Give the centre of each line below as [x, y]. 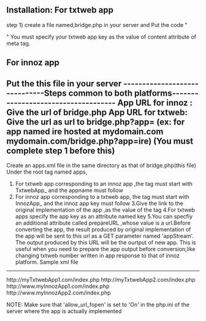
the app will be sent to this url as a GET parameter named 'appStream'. [105, 236]
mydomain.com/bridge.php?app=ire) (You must [100, 141]
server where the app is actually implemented [64, 311]
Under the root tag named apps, [47, 172]
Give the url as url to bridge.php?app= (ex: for [96, 122]
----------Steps [36, 93]
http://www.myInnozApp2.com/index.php [59, 293]
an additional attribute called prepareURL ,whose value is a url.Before [103, 223]
